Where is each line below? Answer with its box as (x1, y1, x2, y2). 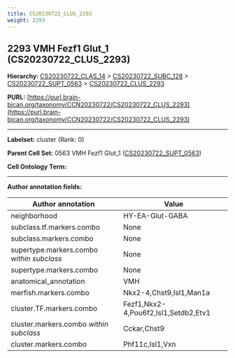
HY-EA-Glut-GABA (123, 211, 188, 221)
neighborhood (10, 211, 58, 221)
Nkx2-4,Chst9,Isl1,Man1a (123, 288, 211, 298)
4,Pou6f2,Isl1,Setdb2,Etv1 (123, 308, 211, 318)
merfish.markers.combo (10, 288, 90, 298)
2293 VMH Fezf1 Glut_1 (7, 43, 109, 55)
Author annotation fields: (7, 182, 83, 191)
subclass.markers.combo (10, 234, 94, 243)
